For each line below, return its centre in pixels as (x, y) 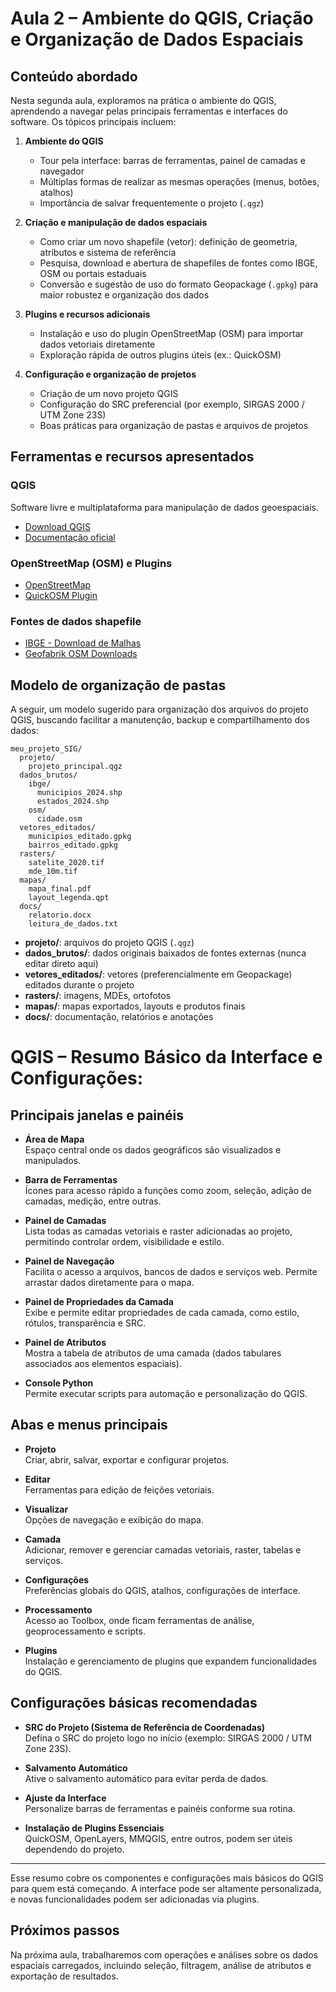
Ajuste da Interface (65, 1798)
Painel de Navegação (69, 1261)
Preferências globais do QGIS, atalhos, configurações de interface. (162, 1590)
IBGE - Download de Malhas (83, 643)
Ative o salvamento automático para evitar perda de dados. (146, 1778)
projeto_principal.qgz (75, 767)
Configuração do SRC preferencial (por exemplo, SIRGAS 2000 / (172, 404)
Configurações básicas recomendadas (134, 1703)
